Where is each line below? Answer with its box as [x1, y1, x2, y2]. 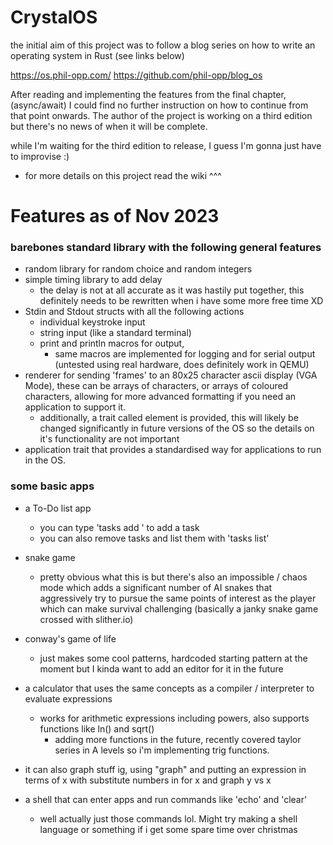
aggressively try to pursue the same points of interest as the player [39, 592, 317, 604]
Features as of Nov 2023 [10, 205, 220, 228]
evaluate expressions [24, 692, 113, 705]
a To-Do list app [24, 502, 92, 514]
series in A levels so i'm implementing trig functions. [54, 744, 270, 756]
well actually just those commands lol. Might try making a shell [39, 812, 298, 825]
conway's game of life [24, 632, 117, 645]
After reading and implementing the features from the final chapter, [10, 88, 287, 100]
